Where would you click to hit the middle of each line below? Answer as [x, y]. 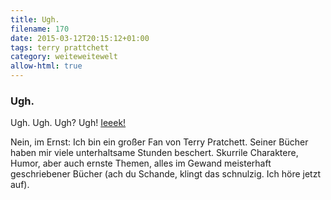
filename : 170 [40, 29]
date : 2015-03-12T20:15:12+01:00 [80, 38]
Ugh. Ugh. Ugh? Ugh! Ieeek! [68, 123]
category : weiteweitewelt [64, 57]
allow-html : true [46, 66]
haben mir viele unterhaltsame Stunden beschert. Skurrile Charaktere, [154, 153]
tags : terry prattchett [60, 47]
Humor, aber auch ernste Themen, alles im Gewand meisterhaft [141, 163]
